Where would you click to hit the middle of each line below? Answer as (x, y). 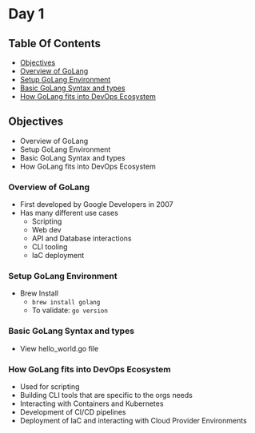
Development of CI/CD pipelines (73, 412)
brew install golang (66, 303)
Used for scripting (50, 387)
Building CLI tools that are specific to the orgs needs (106, 395)
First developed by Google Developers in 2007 (96, 205)
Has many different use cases (69, 213)
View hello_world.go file (59, 348)
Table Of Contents (55, 44)
